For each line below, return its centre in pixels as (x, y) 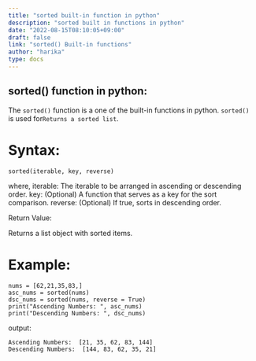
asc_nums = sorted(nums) (49, 293)
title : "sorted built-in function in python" (84, 15)
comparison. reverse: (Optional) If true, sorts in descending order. (115, 202)
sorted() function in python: (78, 91)
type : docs (26, 60)
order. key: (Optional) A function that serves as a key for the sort (113, 194)
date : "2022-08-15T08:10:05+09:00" (67, 30)
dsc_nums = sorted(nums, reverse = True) (77, 300)
